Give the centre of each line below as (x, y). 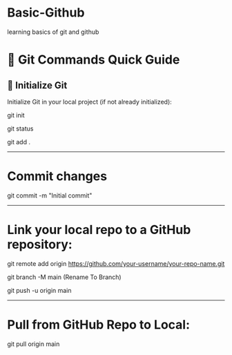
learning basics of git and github (53, 32)
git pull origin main (33, 344)
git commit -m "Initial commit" (50, 195)
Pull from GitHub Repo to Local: (99, 325)
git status (20, 128)
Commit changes (57, 176)
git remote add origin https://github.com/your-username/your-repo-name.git (116, 263)
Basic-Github (46, 13)
